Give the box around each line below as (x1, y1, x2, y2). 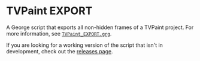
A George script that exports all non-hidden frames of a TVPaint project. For (6, 24, 194, 31)
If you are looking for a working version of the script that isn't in (6, 41, 163, 49)
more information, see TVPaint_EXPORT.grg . (6, 30, 112, 37)
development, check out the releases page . (6, 47, 114, 54)
